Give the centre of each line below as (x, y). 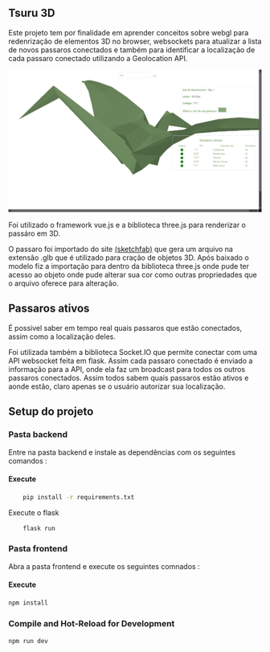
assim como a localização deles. (62, 336)
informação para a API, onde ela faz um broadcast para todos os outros (127, 369)
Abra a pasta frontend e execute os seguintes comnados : (104, 566)
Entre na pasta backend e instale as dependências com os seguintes (122, 452)
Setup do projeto (51, 412)
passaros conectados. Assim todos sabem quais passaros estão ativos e (129, 378)
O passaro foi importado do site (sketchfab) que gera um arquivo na (121, 250)
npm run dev (28, 642)
